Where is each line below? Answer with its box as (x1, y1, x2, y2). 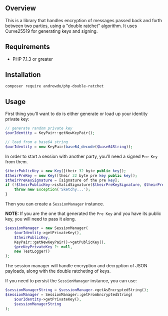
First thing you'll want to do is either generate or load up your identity (5, 111, 148, 117)
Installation (5, 70, 41, 79)
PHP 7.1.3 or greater (12, 56, 53, 62)
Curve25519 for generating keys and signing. (5, 28, 98, 34)
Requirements (5, 43, 50, 51)
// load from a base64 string (5, 140, 68, 145)
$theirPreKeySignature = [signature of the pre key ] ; (5, 178, 120, 183)
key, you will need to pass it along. (5, 216, 76, 222)
